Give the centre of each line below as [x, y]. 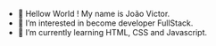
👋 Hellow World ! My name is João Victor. [94, 14]
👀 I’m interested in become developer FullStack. [105, 23]
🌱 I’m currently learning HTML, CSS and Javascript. [112, 32]
